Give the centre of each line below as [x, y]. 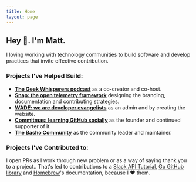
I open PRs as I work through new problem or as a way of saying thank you [97, 160]
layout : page [22, 17]
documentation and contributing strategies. [67, 101]
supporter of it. [33, 126]
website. [25, 114]
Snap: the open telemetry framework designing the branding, [90, 95]
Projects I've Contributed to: [47, 147]
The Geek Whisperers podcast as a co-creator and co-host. [88, 89]
